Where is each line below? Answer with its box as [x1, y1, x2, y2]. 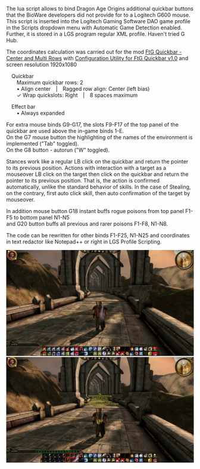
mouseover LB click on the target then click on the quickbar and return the [6, 171, 189, 178]
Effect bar [11, 103, 36, 110]
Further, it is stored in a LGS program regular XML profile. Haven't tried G [6, 30, 185, 38]
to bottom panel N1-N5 [14, 214, 70, 221]
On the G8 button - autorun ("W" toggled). [6, 146, 110, 153]
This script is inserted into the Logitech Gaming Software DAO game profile [6, 18, 190, 24]
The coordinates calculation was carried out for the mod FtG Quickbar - [6, 48, 182, 55]
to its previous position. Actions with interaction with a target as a [6, 164, 167, 171]
